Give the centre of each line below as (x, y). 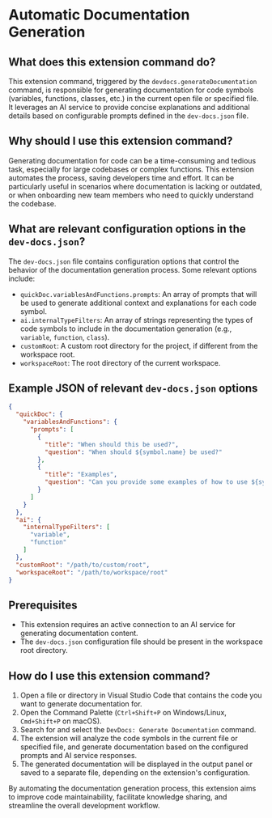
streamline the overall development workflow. (84, 806)
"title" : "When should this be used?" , (112, 444)
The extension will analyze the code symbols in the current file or (129, 739)
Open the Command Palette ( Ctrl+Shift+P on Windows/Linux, (123, 713)
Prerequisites (43, 605)
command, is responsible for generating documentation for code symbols (131, 90)
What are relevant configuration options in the (127, 229)
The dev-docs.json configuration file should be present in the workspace (141, 642)
